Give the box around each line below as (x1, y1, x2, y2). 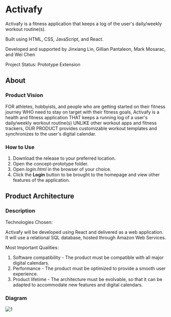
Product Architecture (5, 192, 74, 201)
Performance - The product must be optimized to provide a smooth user (12, 265, 166, 271)
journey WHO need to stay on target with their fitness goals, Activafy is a (5, 109, 160, 115)
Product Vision (5, 91, 44, 99)
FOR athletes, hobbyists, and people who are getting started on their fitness (5, 103, 166, 109)
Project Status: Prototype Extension (5, 61, 81, 67)
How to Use (5, 143, 35, 151)
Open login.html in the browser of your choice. (12, 166, 111, 172)
